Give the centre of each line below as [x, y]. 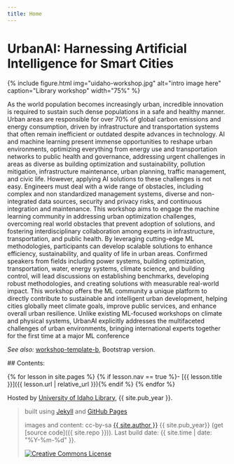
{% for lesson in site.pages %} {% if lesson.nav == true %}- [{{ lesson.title [115, 376]
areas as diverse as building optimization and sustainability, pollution [106, 164]
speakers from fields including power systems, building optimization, [106, 261]
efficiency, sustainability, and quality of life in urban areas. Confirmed [108, 253]
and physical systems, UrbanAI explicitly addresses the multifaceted [106, 321]
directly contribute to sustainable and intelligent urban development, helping [117, 298]
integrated [22, 201]
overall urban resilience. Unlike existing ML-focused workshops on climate [115, 313]
